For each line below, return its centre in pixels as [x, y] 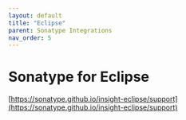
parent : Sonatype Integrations [60, 30]
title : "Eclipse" [37, 23]
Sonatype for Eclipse [79, 77]
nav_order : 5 [30, 38]
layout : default [35, 15]
